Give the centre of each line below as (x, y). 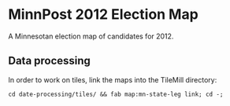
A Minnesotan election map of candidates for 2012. (91, 36)
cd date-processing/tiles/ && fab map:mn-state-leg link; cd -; (116, 94)
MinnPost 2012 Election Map (103, 15)
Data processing (49, 61)
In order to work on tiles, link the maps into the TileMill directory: (113, 79)
